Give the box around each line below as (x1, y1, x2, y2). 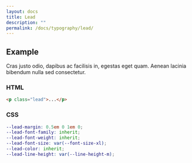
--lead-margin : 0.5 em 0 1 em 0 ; (6, 124, 83, 130)
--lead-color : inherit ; (6, 146, 65, 152)
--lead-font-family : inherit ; (6, 129, 81, 135)
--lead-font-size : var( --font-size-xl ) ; (6, 141, 108, 147)
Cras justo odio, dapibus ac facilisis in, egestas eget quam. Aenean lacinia (6, 62, 187, 69)
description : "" (6, 19, 46, 25)
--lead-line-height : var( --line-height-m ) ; (6, 151, 115, 157)
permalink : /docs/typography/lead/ (6, 25, 94, 31)
